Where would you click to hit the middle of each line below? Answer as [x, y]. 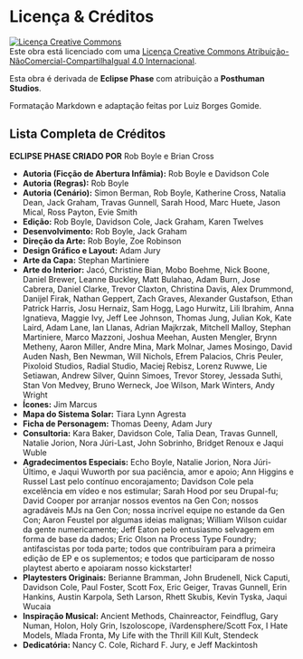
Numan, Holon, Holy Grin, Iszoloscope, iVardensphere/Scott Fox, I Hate [155, 626]
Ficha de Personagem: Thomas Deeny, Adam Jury [117, 424]
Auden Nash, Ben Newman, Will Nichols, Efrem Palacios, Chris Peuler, [152, 356]
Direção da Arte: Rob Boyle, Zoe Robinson [102, 241]
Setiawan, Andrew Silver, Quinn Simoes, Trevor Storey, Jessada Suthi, [152, 375]
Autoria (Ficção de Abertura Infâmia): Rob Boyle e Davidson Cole [146, 173]
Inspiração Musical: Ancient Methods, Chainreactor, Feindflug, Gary [150, 616]
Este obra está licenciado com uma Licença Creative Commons [128, 51]
